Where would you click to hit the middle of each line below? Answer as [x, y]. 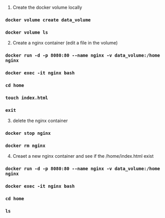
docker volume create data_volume [48, 20]
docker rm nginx [25, 146]
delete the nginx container [40, 121]
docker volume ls [27, 32]
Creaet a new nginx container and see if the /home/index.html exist [83, 156]
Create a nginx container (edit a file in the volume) [65, 43]
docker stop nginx [28, 133]
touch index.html [27, 98]
